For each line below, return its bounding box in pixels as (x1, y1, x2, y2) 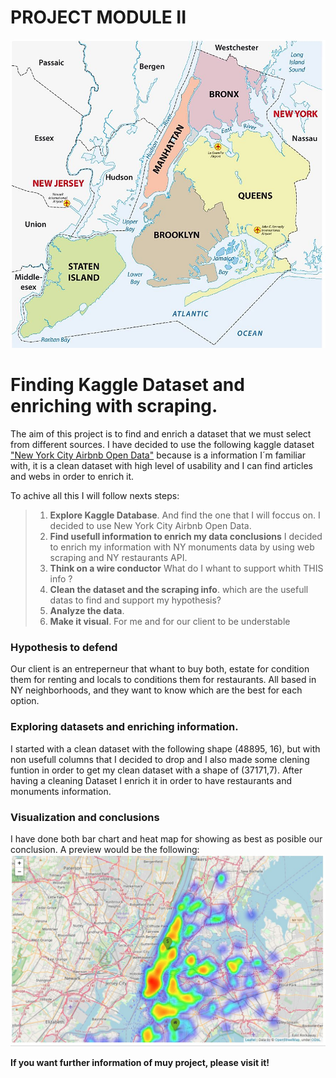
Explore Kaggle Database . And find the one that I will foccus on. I (49, 509, 321, 521)
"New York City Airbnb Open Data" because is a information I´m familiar (10, 449, 307, 461)
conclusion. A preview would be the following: (10, 843, 200, 855)
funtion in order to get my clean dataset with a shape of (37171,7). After (10, 764, 303, 776)
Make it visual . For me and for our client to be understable (49, 615, 291, 627)
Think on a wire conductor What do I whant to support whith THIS (49, 562, 324, 574)
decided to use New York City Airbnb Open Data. (49, 519, 252, 531)
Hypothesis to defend (10, 640, 118, 654)
